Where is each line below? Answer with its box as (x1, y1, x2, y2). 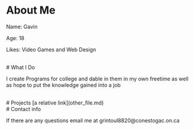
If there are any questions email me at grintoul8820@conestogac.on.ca (6, 116, 180, 124)
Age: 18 (6, 34, 25, 41)
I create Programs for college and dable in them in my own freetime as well (6, 75, 189, 82)
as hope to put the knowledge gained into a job (6, 81, 121, 89)
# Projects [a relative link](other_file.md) (6, 99, 104, 106)
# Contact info (6, 105, 41, 112)
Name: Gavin (6, 23, 38, 30)
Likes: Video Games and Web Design (6, 45, 96, 53)
